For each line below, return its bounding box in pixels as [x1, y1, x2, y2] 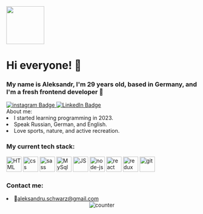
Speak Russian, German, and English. [14, 121, 107, 128]
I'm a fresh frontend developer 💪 [6, 88, 104, 96]
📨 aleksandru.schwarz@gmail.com [14, 195, 99, 202]
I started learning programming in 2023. [14, 115, 114, 122]
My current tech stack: [6, 142, 75, 151]
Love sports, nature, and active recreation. [14, 127, 120, 135]
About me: [6, 108, 32, 115]
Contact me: [6, 181, 44, 190]
